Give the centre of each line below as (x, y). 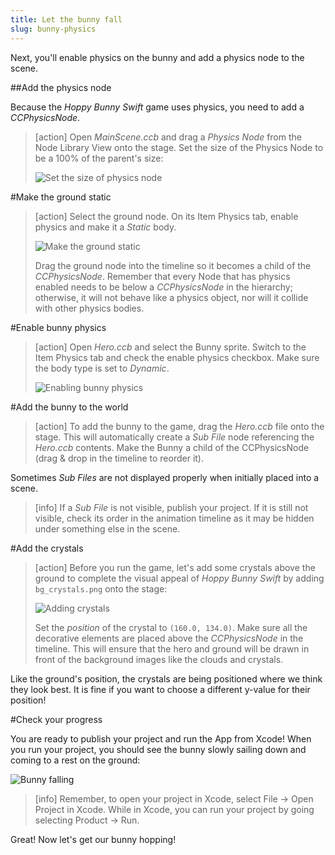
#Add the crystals (47, 548)
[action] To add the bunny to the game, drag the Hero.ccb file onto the (179, 426)
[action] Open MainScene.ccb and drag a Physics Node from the (168, 137)
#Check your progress (56, 719)
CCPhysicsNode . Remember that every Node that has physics (162, 276)
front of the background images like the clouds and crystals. (159, 659)
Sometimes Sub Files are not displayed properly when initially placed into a (165, 477)
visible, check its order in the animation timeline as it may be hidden (174, 518)
